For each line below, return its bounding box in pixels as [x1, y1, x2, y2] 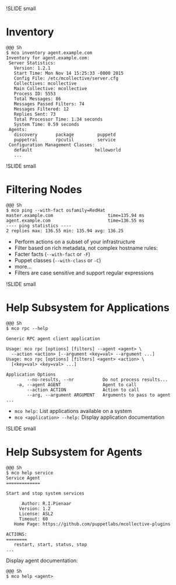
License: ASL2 [19, 511, 54, 517]
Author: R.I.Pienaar [21, 500, 72, 507]
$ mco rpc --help [6, 325, 48, 331]
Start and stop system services [6, 490, 85, 496]
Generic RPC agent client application [6, 336, 100, 342]
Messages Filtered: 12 [13, 106, 69, 112]
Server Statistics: [8, 60, 57, 66]
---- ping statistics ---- [6, 222, 72, 229]
